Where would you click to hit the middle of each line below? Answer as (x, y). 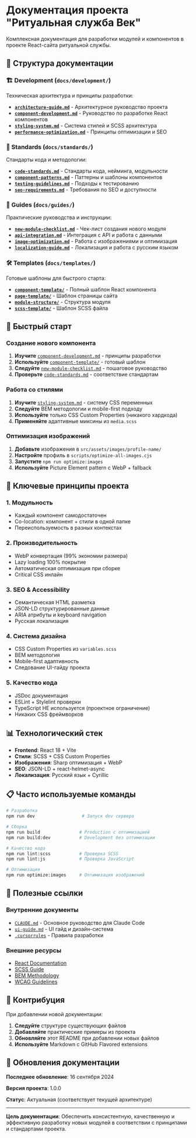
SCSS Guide (29, 969)
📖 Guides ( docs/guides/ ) (40, 204)
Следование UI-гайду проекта (52, 667)
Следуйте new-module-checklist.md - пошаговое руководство (91, 368)
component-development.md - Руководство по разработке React (91, 113)
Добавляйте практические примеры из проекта (75, 1031)
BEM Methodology (37, 976)
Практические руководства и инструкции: (59, 218)
